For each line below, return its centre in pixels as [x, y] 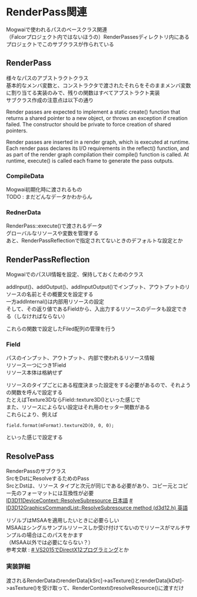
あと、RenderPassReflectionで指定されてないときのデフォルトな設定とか [95, 241]
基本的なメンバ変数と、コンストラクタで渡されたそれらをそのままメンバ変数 [98, 85]
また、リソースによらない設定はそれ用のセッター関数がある [78, 407]
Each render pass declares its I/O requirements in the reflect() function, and [98, 148]
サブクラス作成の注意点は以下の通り [50, 100]
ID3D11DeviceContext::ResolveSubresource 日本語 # [70, 501]
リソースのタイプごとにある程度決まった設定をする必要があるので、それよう [98, 385]
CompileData [25, 176]
